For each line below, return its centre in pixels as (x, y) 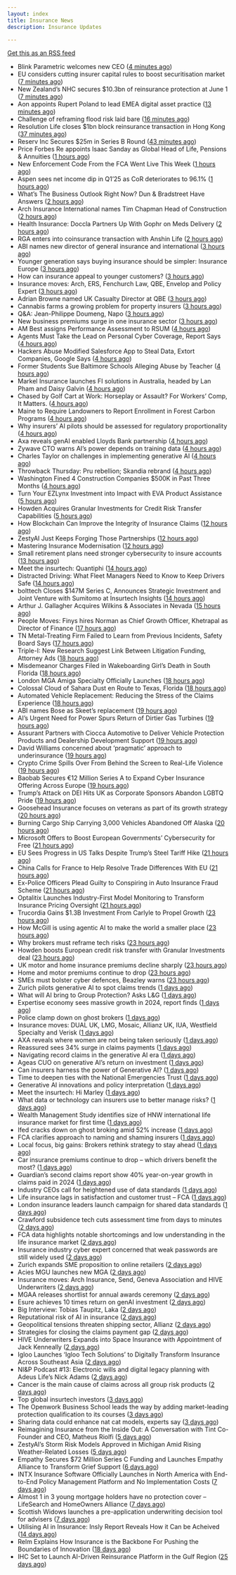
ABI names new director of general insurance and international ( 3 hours (121, 247)
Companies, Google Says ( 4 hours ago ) (74, 359)
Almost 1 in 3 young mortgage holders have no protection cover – (112, 1497)
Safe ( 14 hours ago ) (46, 583)
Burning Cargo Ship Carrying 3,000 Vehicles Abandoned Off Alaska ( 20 (121, 823)
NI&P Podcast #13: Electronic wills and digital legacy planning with (113, 1370)
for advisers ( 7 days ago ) (54, 1519)
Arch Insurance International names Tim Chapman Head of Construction (122, 209)
